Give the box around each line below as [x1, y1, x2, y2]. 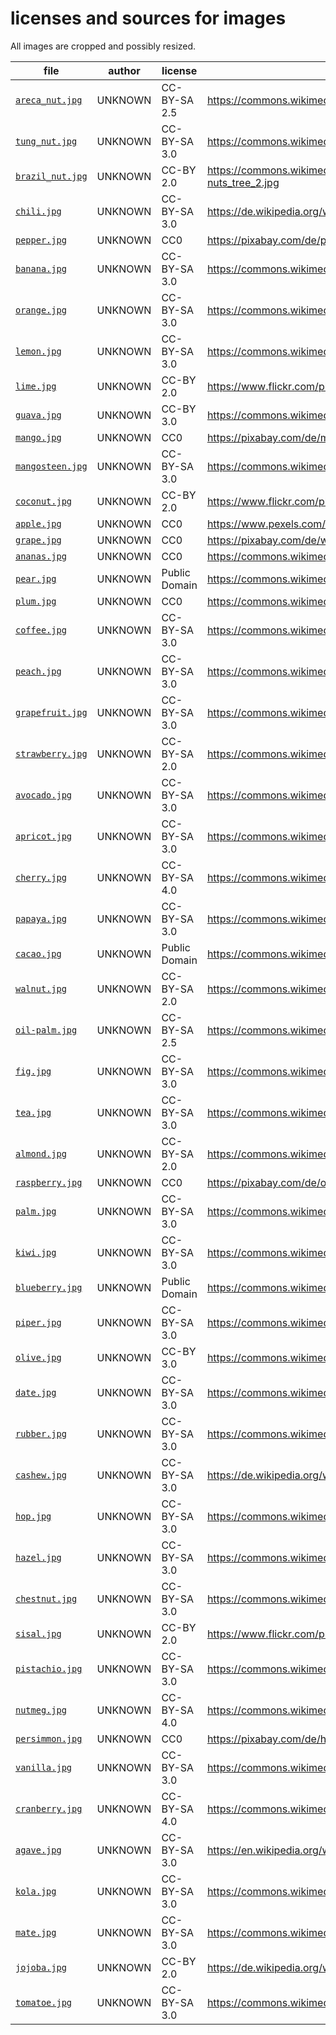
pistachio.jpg [15, 1663, 83, 1674]
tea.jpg [15, 1107, 52, 1118]
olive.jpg [15, 1352, 62, 1363]
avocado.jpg [15, 789, 73, 801]
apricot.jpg [15, 830, 73, 842]
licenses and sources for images [10, 7, 287, 30]
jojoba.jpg [15, 1962, 67, 1973]
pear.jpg [15, 573, 57, 584]
